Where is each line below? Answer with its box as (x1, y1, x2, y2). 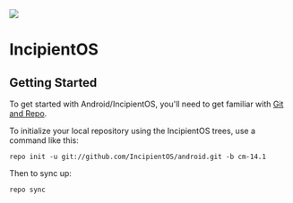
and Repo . (9, 108, 47, 119)
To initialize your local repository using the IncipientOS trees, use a (9, 125, 255, 136)
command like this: (9, 135, 79, 146)
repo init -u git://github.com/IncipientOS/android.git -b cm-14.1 (9, 152, 267, 161)
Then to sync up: (9, 168, 72, 178)
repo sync (9, 185, 47, 194)
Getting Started (9, 75, 98, 90)
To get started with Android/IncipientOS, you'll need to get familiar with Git (9, 98, 284, 109)
